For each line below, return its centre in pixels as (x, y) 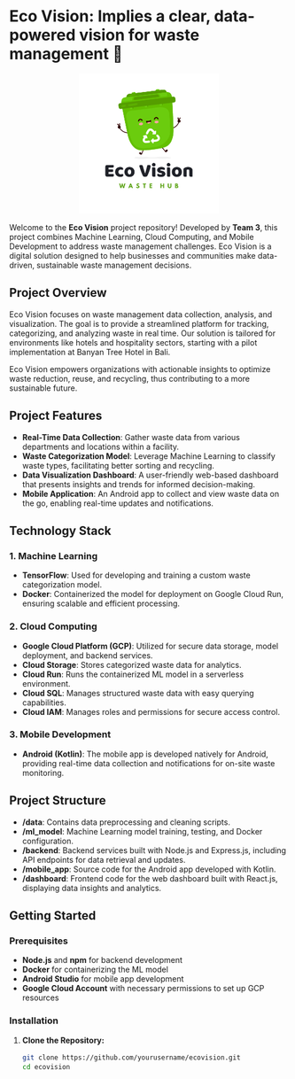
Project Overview (58, 293)
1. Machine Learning (54, 555)
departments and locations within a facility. (101, 446)
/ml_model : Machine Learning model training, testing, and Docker (142, 831)
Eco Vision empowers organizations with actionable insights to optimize (140, 369)
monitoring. (43, 772)
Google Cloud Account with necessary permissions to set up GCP (143, 989)
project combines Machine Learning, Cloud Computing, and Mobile (132, 237)
